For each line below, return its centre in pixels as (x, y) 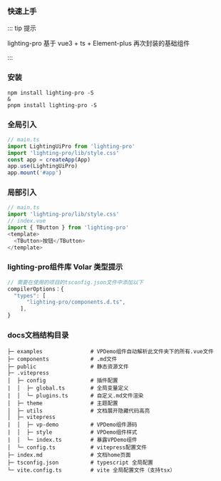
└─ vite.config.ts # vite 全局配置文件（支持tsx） (92, 470)
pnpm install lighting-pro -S (52, 105)
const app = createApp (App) (49, 160)
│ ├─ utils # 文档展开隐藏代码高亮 (79, 411)
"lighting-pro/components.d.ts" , (76, 302)
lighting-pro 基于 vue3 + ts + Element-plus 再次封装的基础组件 (99, 44)
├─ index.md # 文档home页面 (69, 455)
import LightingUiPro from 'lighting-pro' (71, 146)
